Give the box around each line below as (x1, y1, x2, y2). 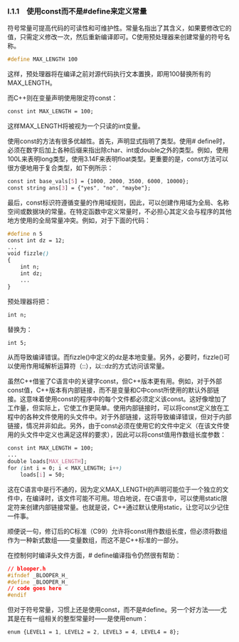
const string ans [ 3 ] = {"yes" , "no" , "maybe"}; (7, 184, 152, 192)
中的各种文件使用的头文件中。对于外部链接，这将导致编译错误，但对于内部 (13, 413, 232, 421)
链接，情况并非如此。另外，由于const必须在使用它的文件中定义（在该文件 (7, 422, 223, 430)
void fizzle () (7, 250, 50, 257)
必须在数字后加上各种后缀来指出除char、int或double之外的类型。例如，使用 (7, 146, 229, 155)
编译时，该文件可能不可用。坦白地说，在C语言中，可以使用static (31, 494, 222, 502)
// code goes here (7, 585, 62, 592)
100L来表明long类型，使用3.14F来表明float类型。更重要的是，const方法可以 (7, 155, 229, 163)
